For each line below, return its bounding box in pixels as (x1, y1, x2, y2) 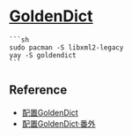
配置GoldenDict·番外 (21, 118, 96, 129)
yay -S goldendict (9, 50, 77, 59)
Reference (9, 82, 68, 98)
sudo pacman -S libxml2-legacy (9, 42, 124, 52)
